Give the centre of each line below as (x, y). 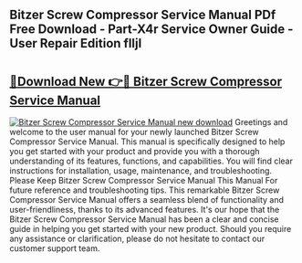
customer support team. (55, 248)
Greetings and (261, 122)
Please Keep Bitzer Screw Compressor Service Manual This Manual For (144, 180)
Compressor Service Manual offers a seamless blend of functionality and (147, 200)
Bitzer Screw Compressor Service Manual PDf (143, 15)
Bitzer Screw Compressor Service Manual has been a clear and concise (145, 219)
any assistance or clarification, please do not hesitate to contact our (137, 238)
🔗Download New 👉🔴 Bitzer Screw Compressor (146, 81)
